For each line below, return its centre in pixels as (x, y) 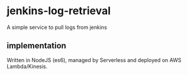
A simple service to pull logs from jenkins (57, 27)
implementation (37, 46)
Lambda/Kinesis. (27, 66)
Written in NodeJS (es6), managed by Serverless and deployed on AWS (94, 60)
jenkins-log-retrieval (59, 11)
